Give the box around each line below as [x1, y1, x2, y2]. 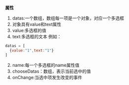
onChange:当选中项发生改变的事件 [12, 74, 82, 80]
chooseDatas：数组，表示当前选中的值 [12, 68, 91, 74]
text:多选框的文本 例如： [12, 34, 62, 39]
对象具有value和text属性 [12, 22, 62, 27]
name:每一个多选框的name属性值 [12, 62, 80, 68]
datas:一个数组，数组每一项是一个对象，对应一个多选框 [12, 15, 125, 21]
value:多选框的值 [12, 28, 47, 33]
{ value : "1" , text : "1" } [9, 48, 54, 53]
